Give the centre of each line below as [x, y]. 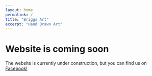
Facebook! [17, 68]
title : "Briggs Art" [27, 19]
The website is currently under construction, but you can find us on [76, 63]
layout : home [19, 10]
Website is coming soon [57, 49]
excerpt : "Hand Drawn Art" [34, 24]
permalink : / [19, 15]
